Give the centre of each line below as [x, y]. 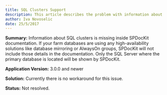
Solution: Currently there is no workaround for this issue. [64, 78]
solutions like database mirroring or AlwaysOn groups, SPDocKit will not [79, 48]
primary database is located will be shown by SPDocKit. [63, 59]
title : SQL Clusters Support [36, 10]
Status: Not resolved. [28, 88]
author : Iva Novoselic [29, 19]
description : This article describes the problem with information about [84, 14]
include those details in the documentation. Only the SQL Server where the [82, 54]
